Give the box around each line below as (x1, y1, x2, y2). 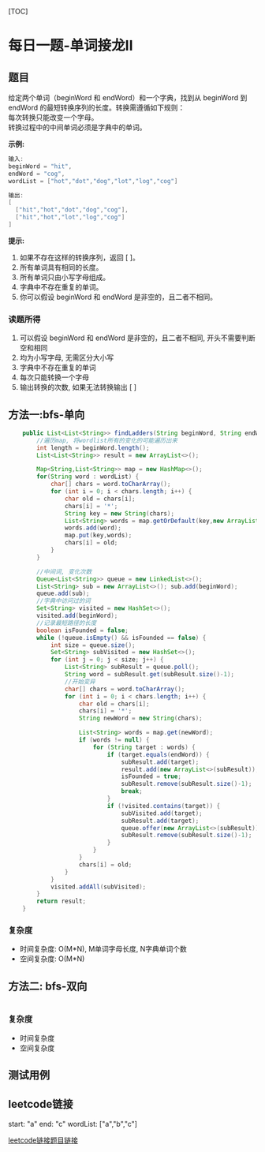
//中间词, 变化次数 (36, 567, 92, 575)
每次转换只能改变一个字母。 (8, 113, 99, 122)
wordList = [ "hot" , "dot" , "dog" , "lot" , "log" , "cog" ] (8, 177, 178, 185)
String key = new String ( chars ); (64, 509, 175, 518)
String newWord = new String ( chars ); (78, 714, 203, 723)
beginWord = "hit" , (8, 162, 73, 170)
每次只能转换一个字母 (19, 372, 89, 382)
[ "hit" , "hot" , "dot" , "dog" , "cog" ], (15, 206, 129, 214)
